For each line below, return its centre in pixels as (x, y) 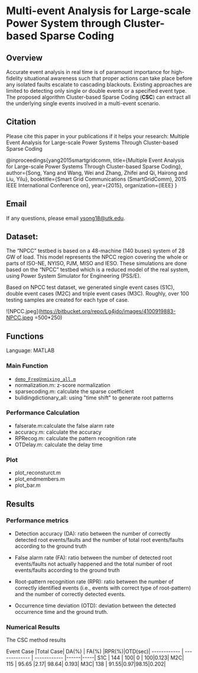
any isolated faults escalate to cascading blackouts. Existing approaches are (99, 84)
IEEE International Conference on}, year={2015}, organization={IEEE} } (92, 185)
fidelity (14, 78)
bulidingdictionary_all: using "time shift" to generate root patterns (94, 398)
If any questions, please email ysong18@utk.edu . (66, 218)
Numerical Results (33, 627)
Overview (25, 58)
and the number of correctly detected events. (70, 594)
